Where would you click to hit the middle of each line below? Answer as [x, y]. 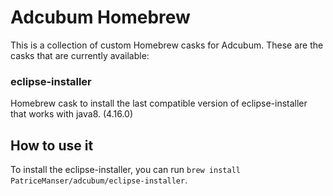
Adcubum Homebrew [100, 17]
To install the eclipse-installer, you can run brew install [125, 170]
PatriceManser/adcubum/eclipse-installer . [99, 180]
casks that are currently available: [80, 55]
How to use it [52, 145]
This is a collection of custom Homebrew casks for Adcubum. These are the [167, 45]
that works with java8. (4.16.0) [72, 114]
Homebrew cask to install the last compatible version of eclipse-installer [159, 103]
